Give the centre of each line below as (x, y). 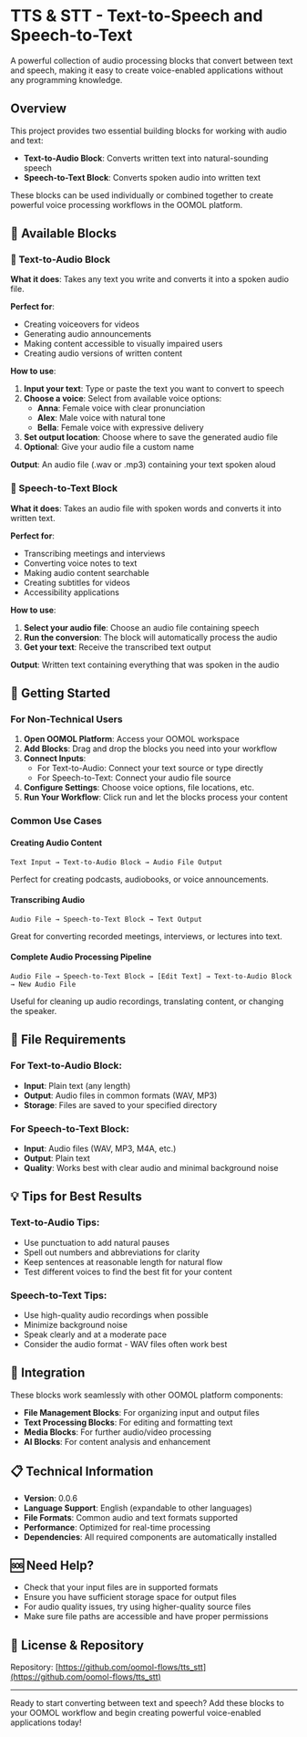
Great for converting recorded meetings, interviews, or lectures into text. (147, 936)
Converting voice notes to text (80, 563)
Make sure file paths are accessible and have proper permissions (146, 1617)
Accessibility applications (71, 592)
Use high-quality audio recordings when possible (116, 1314)
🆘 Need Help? (52, 1565)
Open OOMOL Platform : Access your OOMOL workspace (132, 739)
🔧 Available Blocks (64, 234)
